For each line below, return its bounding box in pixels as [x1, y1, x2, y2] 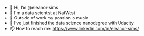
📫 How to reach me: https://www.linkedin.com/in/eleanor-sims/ [9, 26, 139, 31]
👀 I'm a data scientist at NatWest [9, 10, 76, 16]
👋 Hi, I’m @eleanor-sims [9, 5, 59, 10]
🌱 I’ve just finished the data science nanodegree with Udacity [9, 20, 134, 26]
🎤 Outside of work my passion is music [9, 15, 89, 20]
